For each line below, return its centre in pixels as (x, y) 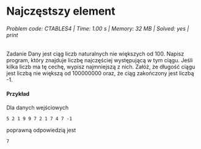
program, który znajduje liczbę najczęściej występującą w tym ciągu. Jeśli (100, 60)
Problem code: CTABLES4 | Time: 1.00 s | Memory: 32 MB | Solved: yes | (98, 28)
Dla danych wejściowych (38, 107)
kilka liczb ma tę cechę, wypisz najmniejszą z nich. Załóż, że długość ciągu (101, 67)
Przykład (18, 93)
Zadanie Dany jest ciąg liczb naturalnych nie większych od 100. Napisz (95, 54)
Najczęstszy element (61, 11)
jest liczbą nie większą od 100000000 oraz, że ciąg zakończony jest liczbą (100, 73)
